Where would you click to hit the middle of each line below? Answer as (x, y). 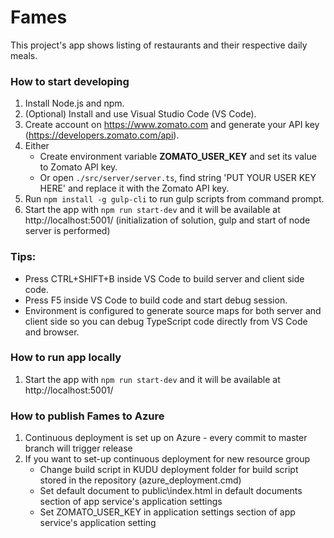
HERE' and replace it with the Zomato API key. (134, 188)
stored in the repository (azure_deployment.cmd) (140, 480)
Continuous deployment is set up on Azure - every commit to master (166, 438)
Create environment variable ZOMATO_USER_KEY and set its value (178, 157)
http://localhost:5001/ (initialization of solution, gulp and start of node (167, 220)
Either (37, 146)
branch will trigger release (78, 448)
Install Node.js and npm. (74, 103)
